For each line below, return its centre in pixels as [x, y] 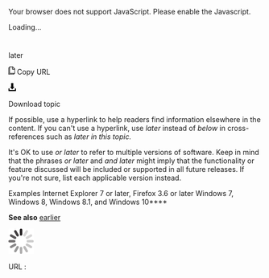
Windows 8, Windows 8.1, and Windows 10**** [88, 202]
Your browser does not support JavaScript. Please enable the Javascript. [130, 12]
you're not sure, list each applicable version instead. [95, 178]
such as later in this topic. [89, 137]
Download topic [35, 104]
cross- [238, 129]
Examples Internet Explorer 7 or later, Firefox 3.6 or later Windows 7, [121, 194]
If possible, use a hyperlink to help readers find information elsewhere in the [135, 120]
